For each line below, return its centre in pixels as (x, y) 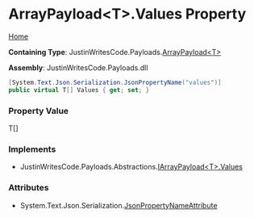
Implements (32, 149)
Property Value (39, 111)
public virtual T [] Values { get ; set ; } (79, 90)
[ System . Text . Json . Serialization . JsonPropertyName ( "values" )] (115, 82)
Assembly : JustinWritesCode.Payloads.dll (78, 67)
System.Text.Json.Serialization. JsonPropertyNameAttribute (119, 205)
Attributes (29, 188)
